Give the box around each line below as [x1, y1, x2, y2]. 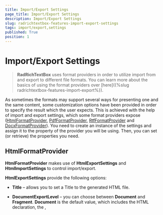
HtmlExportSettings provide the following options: [5, 174, 107, 181]
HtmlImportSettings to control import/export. [5, 165, 96, 171]
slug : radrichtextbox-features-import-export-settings [5, 21, 119, 26]
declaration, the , [12, 204, 46, 210]
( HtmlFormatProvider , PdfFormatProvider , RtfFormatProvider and [5, 117, 135, 123]
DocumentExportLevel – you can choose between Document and [12, 193, 145, 199]
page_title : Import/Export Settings [5, 12, 79, 17]
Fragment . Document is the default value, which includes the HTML [12, 199, 149, 205]
